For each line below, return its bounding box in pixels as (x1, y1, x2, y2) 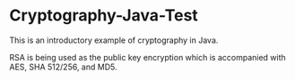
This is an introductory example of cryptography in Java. (9, 35, 219, 45)
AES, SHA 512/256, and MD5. (9, 61, 117, 72)
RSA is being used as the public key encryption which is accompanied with (9, 52, 287, 62)
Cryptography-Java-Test (9, 5, 199, 26)
